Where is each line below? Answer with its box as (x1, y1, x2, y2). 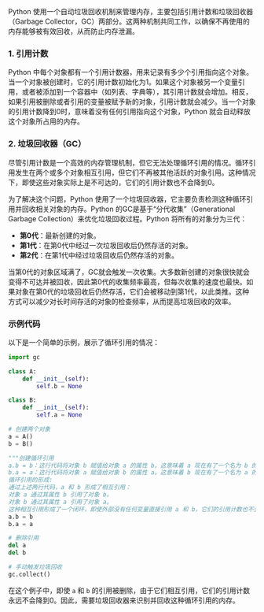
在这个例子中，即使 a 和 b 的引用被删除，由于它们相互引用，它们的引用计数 (8, 585, 251, 595)
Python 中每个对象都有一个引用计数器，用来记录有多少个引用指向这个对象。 (8, 68, 254, 77)
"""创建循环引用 (8, 454, 54, 462)
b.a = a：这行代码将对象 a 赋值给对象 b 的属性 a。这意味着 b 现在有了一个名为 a (8, 469, 249, 477)
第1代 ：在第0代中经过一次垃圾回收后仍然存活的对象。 (19, 240, 192, 250)
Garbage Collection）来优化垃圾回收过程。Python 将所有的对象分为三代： (8, 213, 247, 223)
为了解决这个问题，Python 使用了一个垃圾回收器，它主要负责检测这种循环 (8, 194, 247, 203)
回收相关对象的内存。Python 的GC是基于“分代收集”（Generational (21, 204, 236, 213)
